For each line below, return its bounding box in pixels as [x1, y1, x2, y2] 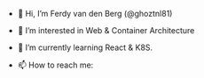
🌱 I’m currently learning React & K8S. [17, 42, 153, 53]
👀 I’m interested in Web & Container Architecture [17, 25, 195, 35]
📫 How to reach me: [17, 60, 94, 70]
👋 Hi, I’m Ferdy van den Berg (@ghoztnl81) [17, 9, 173, 18]
